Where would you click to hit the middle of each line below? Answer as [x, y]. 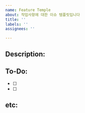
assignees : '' [20, 29]
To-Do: [16, 71]
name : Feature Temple [28, 10]
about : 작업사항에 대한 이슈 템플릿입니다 [42, 15]
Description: [25, 54]
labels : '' [17, 24]
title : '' [16, 19]
